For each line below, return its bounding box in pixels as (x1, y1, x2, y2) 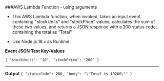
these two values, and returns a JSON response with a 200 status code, (12, 24, 157, 30)
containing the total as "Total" (12, 29, 72, 35)
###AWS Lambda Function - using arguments (5, 4, 97, 10)
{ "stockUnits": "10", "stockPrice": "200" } (5, 58, 99, 62)
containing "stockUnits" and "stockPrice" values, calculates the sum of (12, 19, 155, 24)
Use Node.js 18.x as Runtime (12, 39, 70, 44)
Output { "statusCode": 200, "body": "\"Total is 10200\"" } (5, 71, 133, 76)
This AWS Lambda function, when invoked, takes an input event (12, 14, 141, 19)
